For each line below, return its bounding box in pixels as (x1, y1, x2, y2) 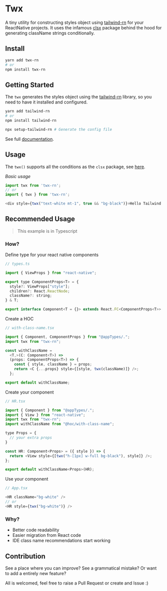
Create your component (5, 389, 54, 395)
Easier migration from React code (12, 532, 81, 538)
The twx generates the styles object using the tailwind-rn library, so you (5, 94, 152, 100)
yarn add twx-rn (5, 58, 39, 63)
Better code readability (12, 527, 60, 533)
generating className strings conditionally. (5, 30, 95, 36)
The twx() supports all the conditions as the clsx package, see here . (5, 164, 146, 170)
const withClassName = (5, 348, 52, 353)
